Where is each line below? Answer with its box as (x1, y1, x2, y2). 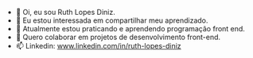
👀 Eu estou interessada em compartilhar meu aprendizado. (15, 16, 208, 25)
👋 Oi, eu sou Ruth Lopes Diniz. (15, 8, 115, 16)
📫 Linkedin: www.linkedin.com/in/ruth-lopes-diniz (15, 42, 181, 50)
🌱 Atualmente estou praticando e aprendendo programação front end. (15, 24, 245, 33)
